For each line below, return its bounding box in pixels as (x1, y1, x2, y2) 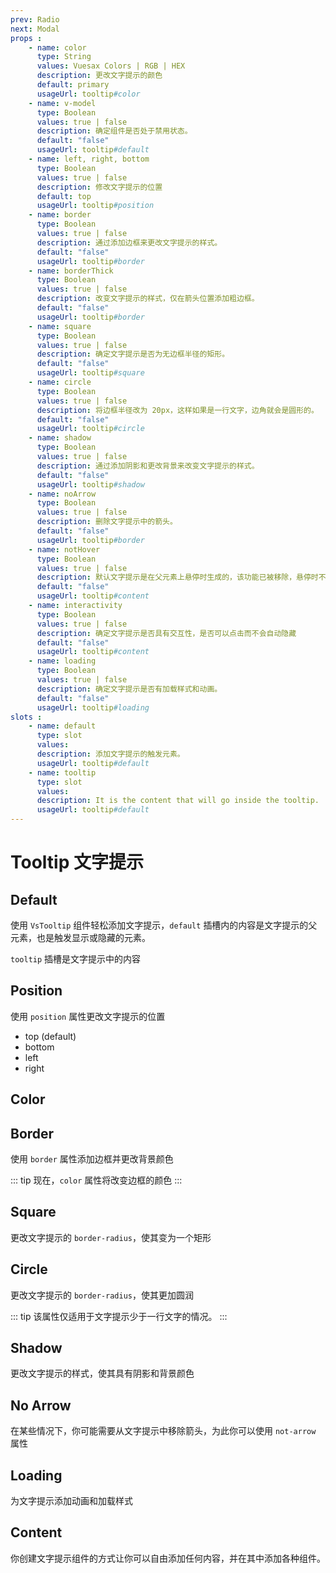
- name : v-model (28, 98, 97, 108)
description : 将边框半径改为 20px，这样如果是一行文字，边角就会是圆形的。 (36, 405, 319, 415)
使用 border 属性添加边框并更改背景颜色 (10, 1153, 174, 1165)
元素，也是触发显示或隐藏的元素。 (10, 932, 151, 943)
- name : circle (28, 377, 92, 387)
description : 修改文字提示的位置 (36, 182, 163, 192)
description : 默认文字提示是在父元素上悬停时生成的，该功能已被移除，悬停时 (36, 572, 319, 583)
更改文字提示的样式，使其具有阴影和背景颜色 (10, 1367, 195, 1380)
